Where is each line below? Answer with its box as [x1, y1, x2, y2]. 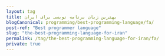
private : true [6, 41, 41, 47]
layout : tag [6, 8, 35, 15]
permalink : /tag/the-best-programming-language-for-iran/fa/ [6, 36, 160, 41]
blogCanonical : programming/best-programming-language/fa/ [6, 19, 154, 25]
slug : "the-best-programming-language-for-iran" [6, 30, 128, 36]
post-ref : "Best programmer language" [6, 24, 101, 31]
